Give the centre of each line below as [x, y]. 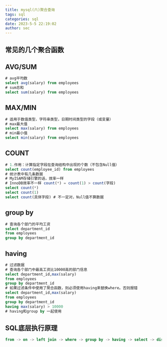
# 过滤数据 [15, 265]
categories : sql [22, 19]
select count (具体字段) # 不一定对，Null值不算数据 [54, 197]
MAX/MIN [21, 108]
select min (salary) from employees [42, 138]
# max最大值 [16, 124]
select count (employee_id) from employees [50, 169]
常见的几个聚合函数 [35, 50]
